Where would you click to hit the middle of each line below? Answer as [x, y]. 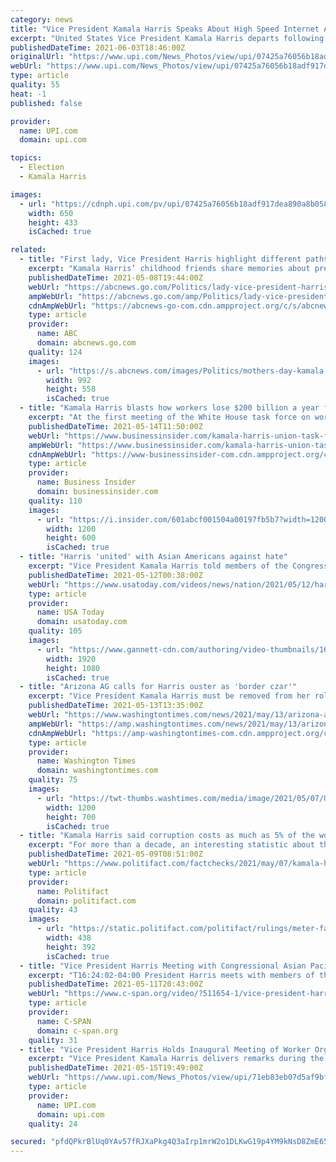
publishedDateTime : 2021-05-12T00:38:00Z [115, 575]
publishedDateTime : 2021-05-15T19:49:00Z [115, 1068]
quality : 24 [53, 1124]
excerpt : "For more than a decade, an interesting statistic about [171, 845]
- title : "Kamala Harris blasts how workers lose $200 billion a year [169, 408]
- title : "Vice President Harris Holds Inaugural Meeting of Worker [165, 1049]
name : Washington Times [86, 761]
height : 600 [71, 538]
